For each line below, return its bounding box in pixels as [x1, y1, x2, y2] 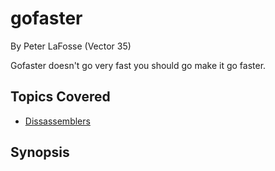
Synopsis [10, 144, 70, 161]
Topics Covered [10, 88, 111, 106]
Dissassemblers [24, 115, 91, 127]
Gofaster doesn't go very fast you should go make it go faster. [10, 59, 267, 71]
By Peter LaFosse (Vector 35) [10, 40, 132, 52]
